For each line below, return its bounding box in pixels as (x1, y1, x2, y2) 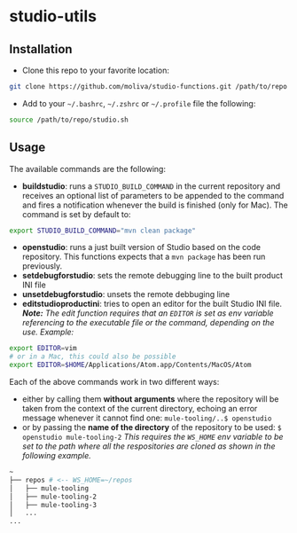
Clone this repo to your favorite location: (21, 65, 170, 75)
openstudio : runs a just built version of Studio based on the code (21, 242, 262, 253)
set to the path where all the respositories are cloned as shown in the (21, 441, 276, 451)
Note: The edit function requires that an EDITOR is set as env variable (21, 308, 274, 318)
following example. (21, 451, 91, 461)
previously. (21, 261, 63, 271)
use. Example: (21, 326, 74, 338)
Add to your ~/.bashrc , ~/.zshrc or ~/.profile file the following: (21, 98, 256, 108)
